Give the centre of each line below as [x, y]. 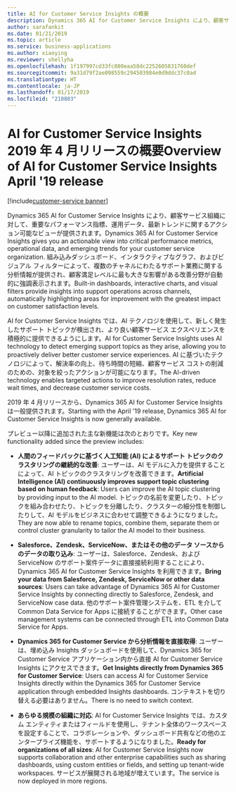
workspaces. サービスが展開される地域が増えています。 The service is [118, 773]
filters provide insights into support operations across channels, [99, 291]
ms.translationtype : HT [42, 79]
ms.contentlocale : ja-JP [44, 86]
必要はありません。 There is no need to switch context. [115, 700]
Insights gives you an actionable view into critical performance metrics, [110, 241]
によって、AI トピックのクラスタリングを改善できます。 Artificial [110, 474]
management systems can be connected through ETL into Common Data [123, 619]
